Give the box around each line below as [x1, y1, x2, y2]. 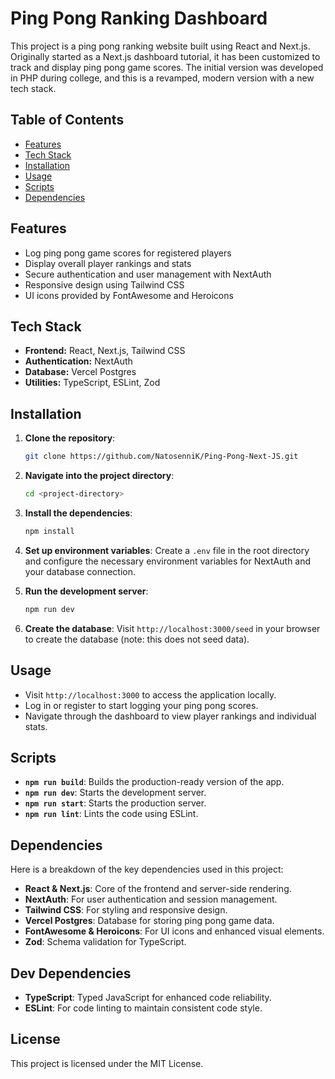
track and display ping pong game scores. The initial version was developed [10, 61, 324, 73]
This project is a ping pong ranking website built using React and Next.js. [10, 40, 311, 52]
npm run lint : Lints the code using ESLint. [24, 808, 199, 820]
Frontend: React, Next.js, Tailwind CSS [24, 345, 186, 357]
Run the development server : [24, 585, 149, 597]
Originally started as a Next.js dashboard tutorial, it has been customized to [10, 50, 321, 62]
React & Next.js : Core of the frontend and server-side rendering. [24, 883, 292, 895]
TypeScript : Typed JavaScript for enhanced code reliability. [24, 991, 272, 1003]
